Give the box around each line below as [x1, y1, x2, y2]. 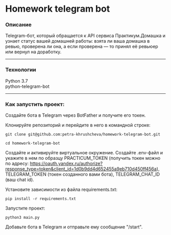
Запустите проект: [5, 205, 46, 211]
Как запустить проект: [5, 100, 65, 108]
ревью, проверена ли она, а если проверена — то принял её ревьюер [5, 44, 159, 50]
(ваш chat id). [5, 177, 35, 183]
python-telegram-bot [5, 83, 50, 89]
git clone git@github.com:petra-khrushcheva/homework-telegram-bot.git [5, 132, 160, 137]
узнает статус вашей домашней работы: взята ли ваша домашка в [5, 38, 150, 44]
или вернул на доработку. [5, 49, 62, 55]
